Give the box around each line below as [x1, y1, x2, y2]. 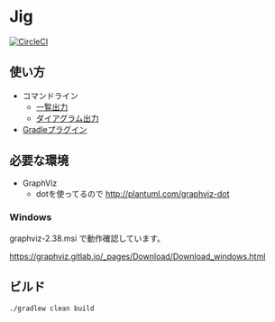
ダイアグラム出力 [35, 113, 99, 124]
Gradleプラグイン [22, 124, 87, 134]
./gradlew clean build [9, 304, 95, 313]
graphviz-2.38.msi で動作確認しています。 [9, 233, 165, 244]
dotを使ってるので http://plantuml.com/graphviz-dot [35, 188, 230, 199]
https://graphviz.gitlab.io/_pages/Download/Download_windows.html [9, 251, 266, 262]
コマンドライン [22, 90, 78, 101]
